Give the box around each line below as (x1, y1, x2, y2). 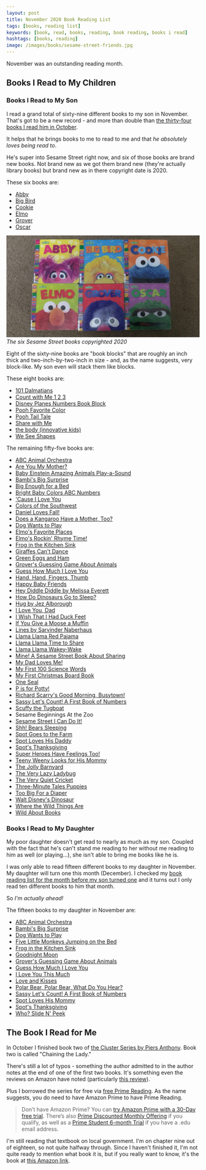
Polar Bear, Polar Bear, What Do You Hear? (15, 983, 123, 991)
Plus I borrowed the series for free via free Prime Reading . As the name (6, 1087, 186, 1094)
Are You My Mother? (15, 463, 67, 470)
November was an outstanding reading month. (6, 60, 124, 67)
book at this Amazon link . (6, 1156, 71, 1164)
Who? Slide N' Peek (15, 1010, 66, 1017)
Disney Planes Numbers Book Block (15, 399, 106, 407)
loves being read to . (6, 141, 57, 149)
